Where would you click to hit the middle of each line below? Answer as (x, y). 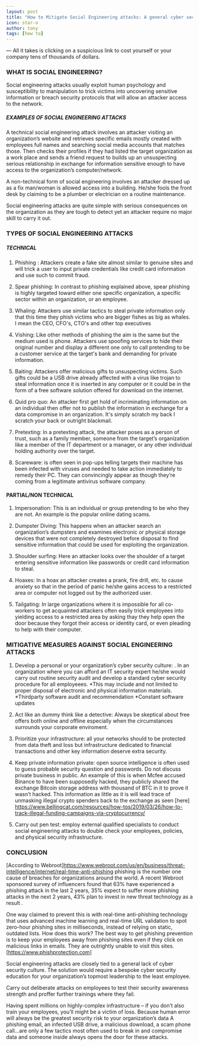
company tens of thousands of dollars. (53, 57)
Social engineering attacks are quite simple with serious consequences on (97, 206)
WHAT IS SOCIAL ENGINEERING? (54, 72)
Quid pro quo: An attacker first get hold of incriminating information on (101, 402)
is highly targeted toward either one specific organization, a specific (98, 293)
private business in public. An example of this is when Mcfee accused (100, 775)
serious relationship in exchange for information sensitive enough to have (96, 164)
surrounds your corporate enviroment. (61, 727)
